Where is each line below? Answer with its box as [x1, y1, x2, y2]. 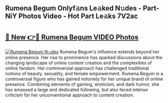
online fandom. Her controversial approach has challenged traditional [5, 65, 149, 71]
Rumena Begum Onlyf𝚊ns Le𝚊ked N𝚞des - [5, 4, 142, 13]
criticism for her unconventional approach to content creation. [5, 92, 134, 98]
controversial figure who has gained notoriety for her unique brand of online [5, 76, 163, 82]
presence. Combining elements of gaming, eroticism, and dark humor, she [5, 81, 159, 87]
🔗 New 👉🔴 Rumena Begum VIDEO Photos [5, 33, 139, 41]
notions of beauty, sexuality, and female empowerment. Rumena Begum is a [5, 71, 163, 76]
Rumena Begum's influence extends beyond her [60, 49, 160, 55]
